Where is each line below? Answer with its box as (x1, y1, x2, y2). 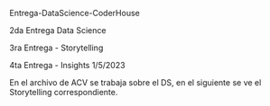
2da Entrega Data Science (9, 25, 107, 35)
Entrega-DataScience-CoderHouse (9, 8, 140, 18)
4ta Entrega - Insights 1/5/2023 (9, 60, 126, 70)
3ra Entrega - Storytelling (9, 42, 104, 53)
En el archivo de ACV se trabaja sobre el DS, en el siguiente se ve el (9, 77, 262, 88)
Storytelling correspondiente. (9, 87, 118, 97)
